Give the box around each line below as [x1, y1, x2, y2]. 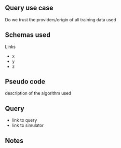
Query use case [5, 4, 54, 12]
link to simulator [12, 122, 44, 128]
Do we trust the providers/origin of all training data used [5, 16, 117, 22]
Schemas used [5, 31, 51, 39]
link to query [12, 117, 37, 123]
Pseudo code [5, 78, 46, 86]
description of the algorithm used [5, 90, 71, 96]
